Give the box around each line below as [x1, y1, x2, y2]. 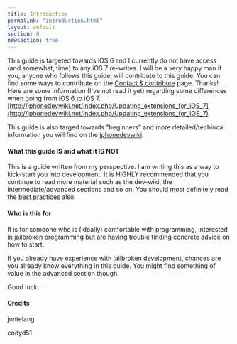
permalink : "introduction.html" [7, 17, 103, 24]
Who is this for [7, 209, 52, 217]
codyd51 [7, 328, 33, 337]
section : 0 [7, 30, 40, 38]
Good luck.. [7, 282, 41, 291]
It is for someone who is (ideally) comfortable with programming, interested [7, 225, 228, 233]
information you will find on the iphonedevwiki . [7, 131, 144, 139]
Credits [7, 299, 30, 308]
